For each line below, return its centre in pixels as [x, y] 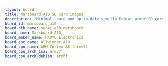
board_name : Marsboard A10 [33, 33]
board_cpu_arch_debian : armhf [37, 56]
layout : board [20, 10]
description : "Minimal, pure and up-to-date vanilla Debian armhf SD [79, 19]
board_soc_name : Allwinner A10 [38, 42]
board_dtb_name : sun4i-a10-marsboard [44, 28]
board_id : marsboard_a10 [31, 24]
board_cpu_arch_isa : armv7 [33, 51]
